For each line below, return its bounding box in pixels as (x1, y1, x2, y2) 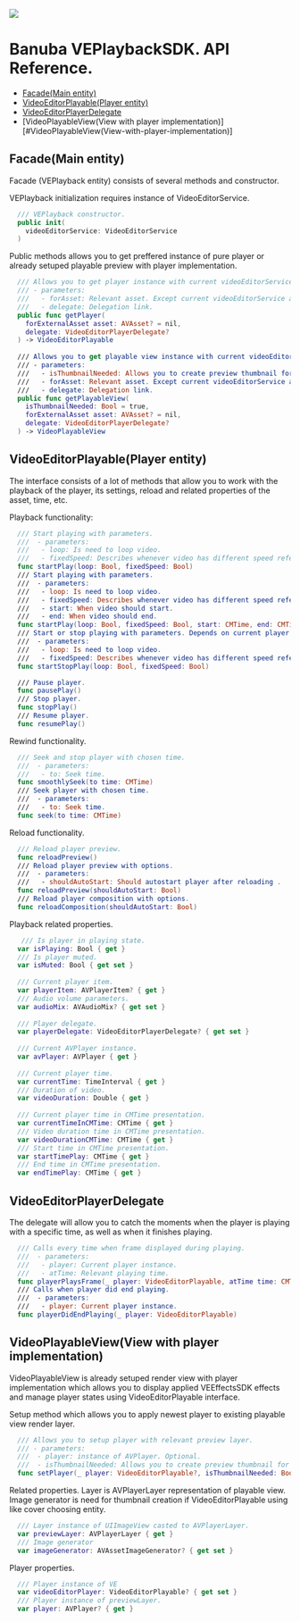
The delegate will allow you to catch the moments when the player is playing (9, 1217, 290, 1227)
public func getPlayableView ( (17, 394, 129, 403)
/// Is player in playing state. (21, 936, 146, 945)
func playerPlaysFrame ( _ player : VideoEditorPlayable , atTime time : (17, 1277, 278, 1286)
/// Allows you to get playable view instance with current (17, 353, 246, 362)
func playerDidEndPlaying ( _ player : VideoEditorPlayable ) (17, 1310, 238, 1319)
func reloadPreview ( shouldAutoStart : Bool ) (17, 886, 181, 895)
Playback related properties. (9, 918, 113, 929)
